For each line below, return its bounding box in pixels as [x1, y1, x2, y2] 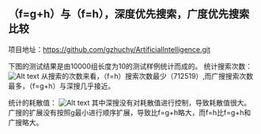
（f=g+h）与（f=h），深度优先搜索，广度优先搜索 [8, 7, 250, 21]
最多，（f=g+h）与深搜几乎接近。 [8, 81, 115, 91]
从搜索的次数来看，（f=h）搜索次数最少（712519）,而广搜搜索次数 [40, 71, 254, 80]
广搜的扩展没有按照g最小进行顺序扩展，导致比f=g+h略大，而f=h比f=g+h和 [8, 107, 252, 117]
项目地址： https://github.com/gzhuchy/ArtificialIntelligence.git [8, 44, 211, 54]
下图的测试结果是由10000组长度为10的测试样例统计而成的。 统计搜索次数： [8, 61, 253, 71]
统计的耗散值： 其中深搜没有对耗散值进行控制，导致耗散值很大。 [8, 98, 252, 107]
